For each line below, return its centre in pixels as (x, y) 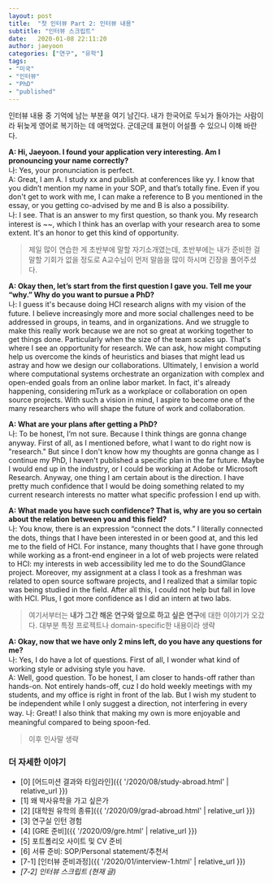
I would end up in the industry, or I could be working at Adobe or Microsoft (133, 469)
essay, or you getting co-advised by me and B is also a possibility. (119, 206)
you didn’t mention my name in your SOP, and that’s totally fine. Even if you (134, 188)
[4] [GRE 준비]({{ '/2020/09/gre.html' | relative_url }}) (108, 830)
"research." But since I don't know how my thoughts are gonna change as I (134, 452)
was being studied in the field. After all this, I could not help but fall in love (132, 590)
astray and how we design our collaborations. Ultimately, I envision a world (134, 366)
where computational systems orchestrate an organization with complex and (136, 374)
